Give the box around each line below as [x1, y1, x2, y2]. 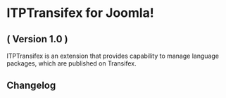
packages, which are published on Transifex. [6, 59, 137, 68]
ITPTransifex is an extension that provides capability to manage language [6, 51, 220, 60]
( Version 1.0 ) [6, 33, 68, 45]
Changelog [6, 80, 56, 92]
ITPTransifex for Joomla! [6, 5, 154, 21]
